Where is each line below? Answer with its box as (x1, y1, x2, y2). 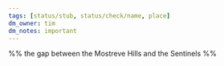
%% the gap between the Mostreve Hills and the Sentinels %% (8, 49, 217, 59)
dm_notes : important (8, 27, 78, 35)
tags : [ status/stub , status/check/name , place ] (8, 11, 171, 20)
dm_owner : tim (8, 19, 56, 27)
